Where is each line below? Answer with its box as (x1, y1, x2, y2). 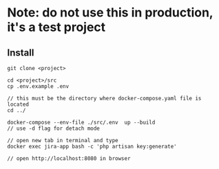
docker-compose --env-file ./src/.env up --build (7, 119, 156, 126)
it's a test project (7, 19, 106, 35)
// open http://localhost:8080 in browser (7, 155, 131, 162)
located (7, 101, 30, 108)
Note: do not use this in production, (7, 5, 213, 21)
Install (7, 47, 34, 58)
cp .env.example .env (7, 83, 70, 90)
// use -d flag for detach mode (7, 125, 100, 132)
